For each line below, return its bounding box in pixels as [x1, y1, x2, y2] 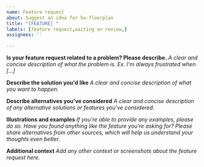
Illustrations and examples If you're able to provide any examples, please [6, 116, 194, 123]
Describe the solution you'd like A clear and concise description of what [6, 79, 192, 87]
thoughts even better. [6, 136, 61, 143]
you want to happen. [6, 85, 59, 93]
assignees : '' [6, 32, 43, 38]
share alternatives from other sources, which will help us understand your [6, 129, 194, 136]
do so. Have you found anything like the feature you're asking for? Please [6, 122, 193, 130]
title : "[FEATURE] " [6, 20, 59, 26]
